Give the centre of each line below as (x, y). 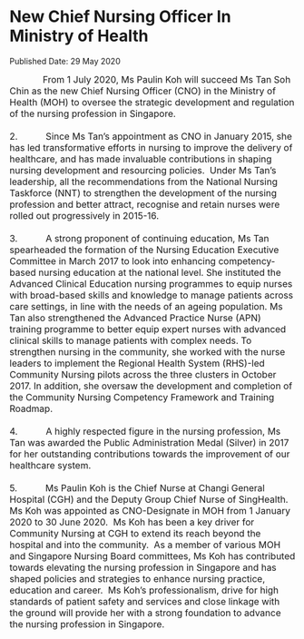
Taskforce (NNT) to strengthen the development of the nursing (143, 192)
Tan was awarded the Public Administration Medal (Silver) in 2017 (149, 442)
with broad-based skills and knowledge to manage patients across (151, 295)
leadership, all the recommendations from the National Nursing (144, 182)
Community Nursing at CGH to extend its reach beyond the (135, 533)
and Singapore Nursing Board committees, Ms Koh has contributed (152, 555)
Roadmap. (31, 408)
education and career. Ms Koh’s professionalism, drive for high (144, 590)
